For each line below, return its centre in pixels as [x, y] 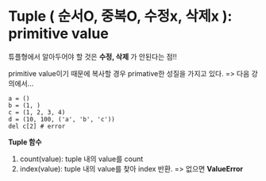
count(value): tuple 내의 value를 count [81, 159]
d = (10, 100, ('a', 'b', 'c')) [62, 119]
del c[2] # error [37, 126]
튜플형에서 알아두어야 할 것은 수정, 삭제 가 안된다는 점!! [93, 56]
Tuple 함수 [25, 142]
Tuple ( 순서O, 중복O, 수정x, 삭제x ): [120, 16]
